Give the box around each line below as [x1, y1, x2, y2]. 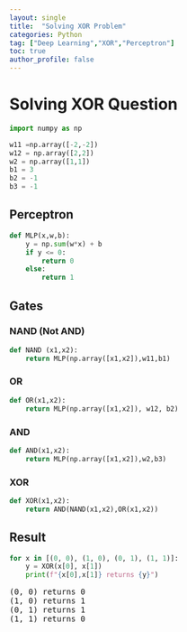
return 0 [41, 256, 75, 265]
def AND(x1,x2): [9, 446, 70, 455]
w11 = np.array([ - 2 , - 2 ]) [9, 140, 99, 149]
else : [25, 265, 47, 274]
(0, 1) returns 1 [9, 605, 85, 615]
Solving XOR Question [9, 94, 178, 115]
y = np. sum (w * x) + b [25, 239, 102, 248]
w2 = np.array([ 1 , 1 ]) [9, 157, 91, 166]
